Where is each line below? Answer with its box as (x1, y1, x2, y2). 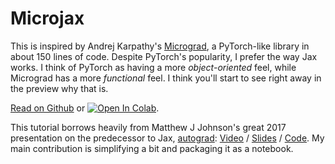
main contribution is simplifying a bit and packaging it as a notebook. (10, 142, 294, 154)
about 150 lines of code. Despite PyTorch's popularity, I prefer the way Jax (10, 50, 318, 62)
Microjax (10, 7, 85, 30)
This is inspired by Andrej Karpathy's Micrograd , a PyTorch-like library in (10, 40, 310, 52)
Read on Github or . (10, 102, 160, 114)
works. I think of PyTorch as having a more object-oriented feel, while (10, 61, 297, 73)
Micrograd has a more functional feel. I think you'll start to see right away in (10, 72, 322, 84)
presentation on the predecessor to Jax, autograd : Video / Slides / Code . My (10, 132, 325, 144)
